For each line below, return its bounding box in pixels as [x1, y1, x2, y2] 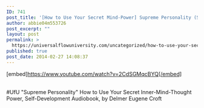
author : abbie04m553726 [6, 20, 67, 26]
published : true [6, 48, 47, 54]
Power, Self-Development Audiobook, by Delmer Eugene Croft [6, 95, 162, 102]
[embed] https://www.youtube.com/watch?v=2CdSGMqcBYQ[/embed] [6, 70, 182, 77]
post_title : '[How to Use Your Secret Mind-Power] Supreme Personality [6, 14, 191, 21]
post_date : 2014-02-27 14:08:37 [6, 54, 88, 60]
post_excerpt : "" [6, 25, 50, 32]
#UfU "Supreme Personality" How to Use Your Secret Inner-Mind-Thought [6, 88, 192, 95]
